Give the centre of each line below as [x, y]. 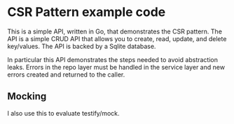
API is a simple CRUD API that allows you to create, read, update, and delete [117, 38]
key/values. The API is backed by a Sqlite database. [82, 46]
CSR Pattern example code [87, 12]
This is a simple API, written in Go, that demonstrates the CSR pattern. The [115, 31]
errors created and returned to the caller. [66, 75]
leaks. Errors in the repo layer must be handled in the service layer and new [116, 67]
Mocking [27, 96]
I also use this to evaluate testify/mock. [64, 113]
